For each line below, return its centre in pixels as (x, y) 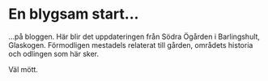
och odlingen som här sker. (54, 53)
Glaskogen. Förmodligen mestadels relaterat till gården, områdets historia (131, 45)
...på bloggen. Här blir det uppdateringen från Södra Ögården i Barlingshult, (134, 36)
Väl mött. (23, 69)
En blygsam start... (74, 14)
